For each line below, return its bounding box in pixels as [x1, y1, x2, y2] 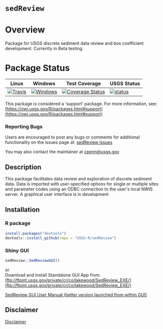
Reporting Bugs [5, 123, 43, 130]
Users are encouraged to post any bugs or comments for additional [5, 134, 140, 140]
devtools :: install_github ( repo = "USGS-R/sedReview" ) [5, 235, 117, 241]
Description [5, 163, 41, 171]
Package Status [5, 63, 70, 74]
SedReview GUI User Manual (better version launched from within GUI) [5, 292, 147, 297]
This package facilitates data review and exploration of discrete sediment [5, 176, 152, 182]
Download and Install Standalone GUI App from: [5, 272, 101, 278]
